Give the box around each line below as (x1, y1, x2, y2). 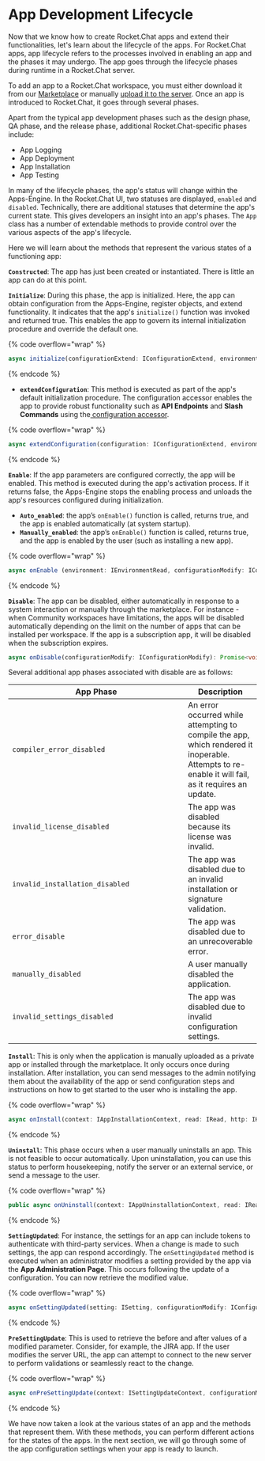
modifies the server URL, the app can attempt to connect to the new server (8, 1350, 252, 1360)
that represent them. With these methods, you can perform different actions (8, 1427, 255, 1436)
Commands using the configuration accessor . (19, 409, 170, 419)
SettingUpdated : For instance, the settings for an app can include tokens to (8, 1231, 251, 1240)
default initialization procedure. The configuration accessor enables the (19, 393, 252, 402)
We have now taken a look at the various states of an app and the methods (8, 1418, 251, 1428)
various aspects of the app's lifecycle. (8, 227, 132, 237)
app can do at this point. (8, 275, 88, 284)
